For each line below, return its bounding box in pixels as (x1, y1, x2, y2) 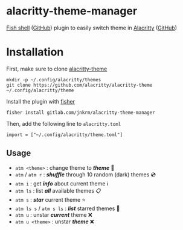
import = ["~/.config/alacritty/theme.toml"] (6, 131, 123, 138)
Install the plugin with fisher (6, 98, 75, 105)
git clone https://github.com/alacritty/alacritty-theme (6, 82, 153, 88)
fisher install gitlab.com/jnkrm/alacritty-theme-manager (6, 110, 155, 116)
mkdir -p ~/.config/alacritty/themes (6, 76, 101, 82)
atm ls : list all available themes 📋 (14, 187, 101, 194)
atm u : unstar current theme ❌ (14, 211, 92, 218)
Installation (6, 45, 64, 59)
